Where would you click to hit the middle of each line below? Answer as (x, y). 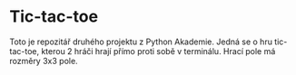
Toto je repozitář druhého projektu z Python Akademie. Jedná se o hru (141, 42)
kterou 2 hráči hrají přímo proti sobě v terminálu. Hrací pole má (158, 51)
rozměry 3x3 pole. (44, 61)
